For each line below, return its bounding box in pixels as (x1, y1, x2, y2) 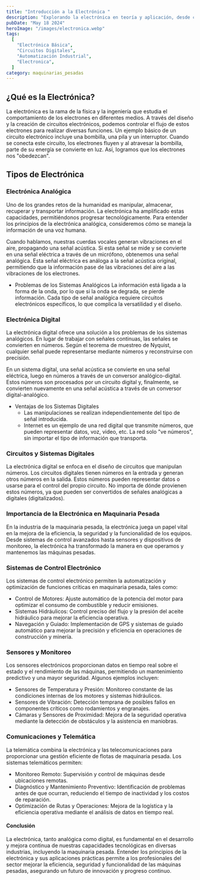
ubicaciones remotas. (14, 777, 68, 784)
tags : (6, 31, 20, 37)
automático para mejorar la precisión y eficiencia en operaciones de (14, 627, 182, 634)
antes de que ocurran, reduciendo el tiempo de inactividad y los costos (14, 789, 189, 796)
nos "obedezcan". (6, 152, 51, 160)
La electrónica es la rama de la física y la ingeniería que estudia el (6, 108, 168, 115)
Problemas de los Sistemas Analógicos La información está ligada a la (14, 281, 186, 289)
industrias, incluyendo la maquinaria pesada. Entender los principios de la (6, 848, 187, 855)
